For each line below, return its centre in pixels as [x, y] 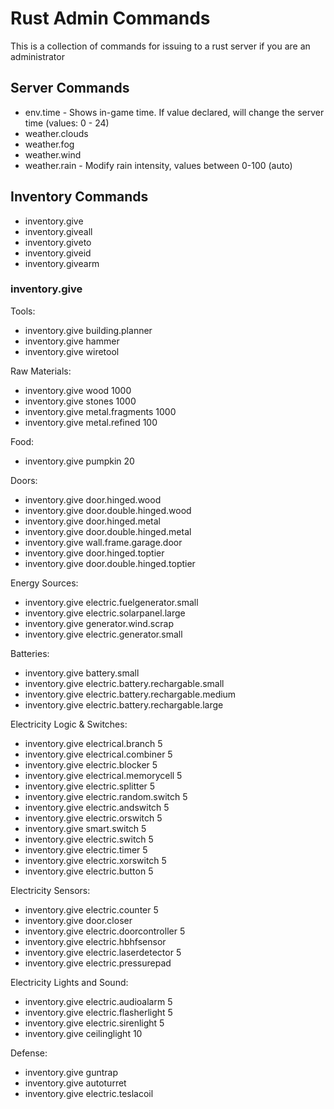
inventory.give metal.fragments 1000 [100, 411]
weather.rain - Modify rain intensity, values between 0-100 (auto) [158, 165]
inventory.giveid [58, 253]
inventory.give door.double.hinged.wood [108, 510]
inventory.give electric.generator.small [103, 634]
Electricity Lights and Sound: [69, 982]
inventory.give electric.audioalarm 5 [98, 1001]
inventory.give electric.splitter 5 [90, 786]
